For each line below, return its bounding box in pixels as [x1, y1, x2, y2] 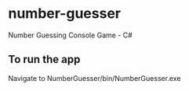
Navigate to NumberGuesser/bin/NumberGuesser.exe [8, 73, 181, 82]
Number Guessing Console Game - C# [8, 30, 133, 40]
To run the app [8, 53, 81, 66]
